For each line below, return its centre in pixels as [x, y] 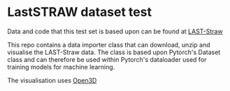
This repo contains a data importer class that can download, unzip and [109, 44]
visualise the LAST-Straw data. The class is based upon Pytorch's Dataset [114, 52]
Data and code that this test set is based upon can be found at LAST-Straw [115, 31]
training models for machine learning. [61, 67]
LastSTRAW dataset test [80, 12]
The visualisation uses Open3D [52, 80]
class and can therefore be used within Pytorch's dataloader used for [107, 59]
